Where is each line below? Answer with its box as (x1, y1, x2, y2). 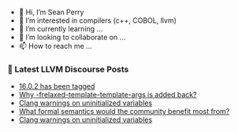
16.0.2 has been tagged (18, 82, 95, 91)
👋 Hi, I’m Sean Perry (18, 8, 84, 16)
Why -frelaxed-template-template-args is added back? (18, 90, 198, 100)
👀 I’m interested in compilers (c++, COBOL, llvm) (18, 16, 177, 25)
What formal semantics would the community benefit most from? (18, 107, 230, 116)
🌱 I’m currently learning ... (18, 24, 103, 33)
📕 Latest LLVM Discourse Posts (7, 64, 129, 75)
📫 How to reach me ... (18, 42, 92, 50)
